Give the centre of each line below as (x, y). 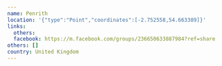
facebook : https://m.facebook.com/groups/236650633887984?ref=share (114, 39)
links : (17, 26)
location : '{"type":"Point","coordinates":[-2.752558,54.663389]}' (107, 20)
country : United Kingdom (43, 52)
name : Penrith (28, 13)
